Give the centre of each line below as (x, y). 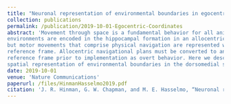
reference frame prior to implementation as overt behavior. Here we (109, 58)
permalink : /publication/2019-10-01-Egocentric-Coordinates (95, 26)
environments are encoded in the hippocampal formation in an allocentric (117, 39)
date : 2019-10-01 (32, 70)
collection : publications (44, 20)
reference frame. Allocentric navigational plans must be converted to (112, 52)
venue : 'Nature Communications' (53, 77)
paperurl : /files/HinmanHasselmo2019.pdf (67, 83)
